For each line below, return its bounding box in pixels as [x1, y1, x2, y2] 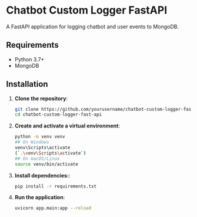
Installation [6, 79, 48, 89]
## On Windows [14, 139, 49, 145]
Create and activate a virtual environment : [14, 122, 121, 130]
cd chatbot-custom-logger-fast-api [14, 111, 102, 118]
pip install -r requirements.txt [14, 183, 97, 189]
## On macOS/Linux [14, 156, 60, 162]
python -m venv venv [14, 134, 65, 140]
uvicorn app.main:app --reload [14, 205, 92, 211]
